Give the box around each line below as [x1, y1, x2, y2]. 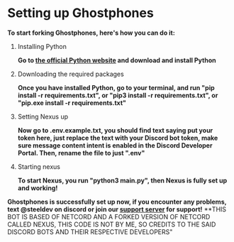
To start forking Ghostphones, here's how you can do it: [7, 28, 175, 37]
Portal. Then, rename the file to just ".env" [17, 148, 145, 157]
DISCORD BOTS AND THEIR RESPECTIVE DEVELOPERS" [7, 227, 173, 236]
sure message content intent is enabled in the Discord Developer [17, 141, 213, 150]
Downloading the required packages [17, 70, 124, 78]
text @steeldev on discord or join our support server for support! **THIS [7, 204, 227, 214]
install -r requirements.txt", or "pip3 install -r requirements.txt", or [17, 91, 218, 99]
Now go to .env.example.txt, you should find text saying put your [17, 126, 213, 134]
